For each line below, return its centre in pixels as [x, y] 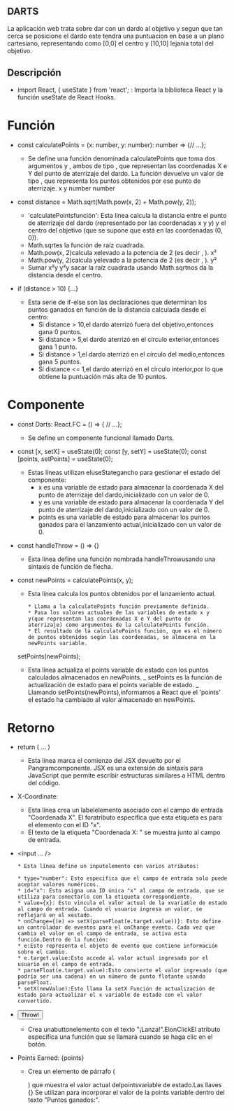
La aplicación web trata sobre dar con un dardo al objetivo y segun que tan [115, 28]
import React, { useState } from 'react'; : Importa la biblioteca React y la [120, 90]
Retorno [31, 727]
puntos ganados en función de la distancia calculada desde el [117, 309]
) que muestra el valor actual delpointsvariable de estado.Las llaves [125, 1085]
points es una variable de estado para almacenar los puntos [124, 517]
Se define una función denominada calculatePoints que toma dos [122, 158]
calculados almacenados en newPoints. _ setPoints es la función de [125, 677]
